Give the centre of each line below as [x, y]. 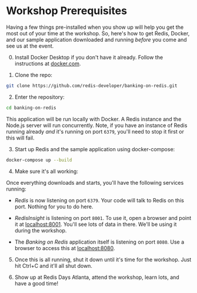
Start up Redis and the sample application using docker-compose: [95, 149]
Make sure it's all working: [46, 171]
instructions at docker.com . [48, 64]
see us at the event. [30, 46]
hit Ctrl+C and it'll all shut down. [54, 265]
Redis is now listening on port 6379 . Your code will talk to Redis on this [99, 200]
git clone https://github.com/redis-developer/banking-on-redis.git [92, 86]
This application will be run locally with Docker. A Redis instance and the [94, 119]
